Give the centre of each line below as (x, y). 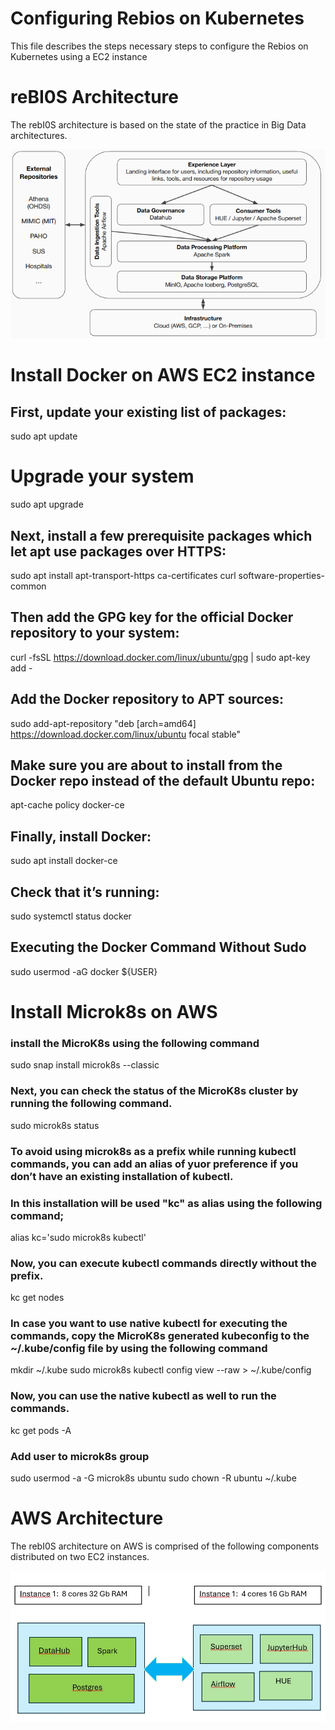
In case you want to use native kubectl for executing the (149, 1324)
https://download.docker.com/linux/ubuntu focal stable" (126, 734)
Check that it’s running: (85, 892)
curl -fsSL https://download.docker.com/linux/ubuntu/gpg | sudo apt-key (160, 657)
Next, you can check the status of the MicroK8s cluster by (154, 1091)
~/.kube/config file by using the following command (139, 1349)
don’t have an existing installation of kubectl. (122, 1176)
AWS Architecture (87, 1518)
